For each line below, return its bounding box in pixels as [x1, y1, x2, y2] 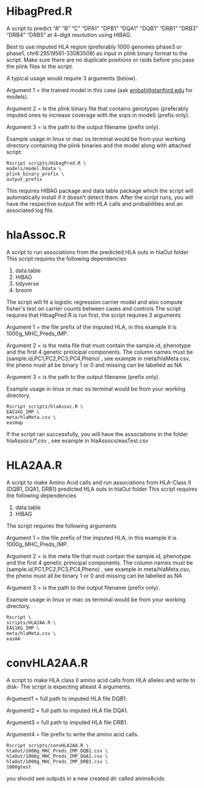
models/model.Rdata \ [6, 165, 62, 171]
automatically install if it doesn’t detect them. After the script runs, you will [6, 193, 194, 201]
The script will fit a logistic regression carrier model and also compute [6, 298, 183, 305]
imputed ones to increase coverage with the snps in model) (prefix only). [6, 111, 190, 119]
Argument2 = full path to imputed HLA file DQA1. [6, 706, 129, 714]
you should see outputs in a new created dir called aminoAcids [6, 774, 165, 782]
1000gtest [6, 763, 32, 770]
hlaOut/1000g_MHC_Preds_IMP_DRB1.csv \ [6, 759, 108, 765]
